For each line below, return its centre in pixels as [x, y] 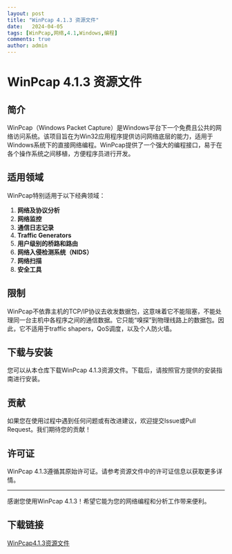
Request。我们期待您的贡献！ [49, 430]
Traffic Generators [44, 235]
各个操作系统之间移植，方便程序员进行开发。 [71, 154]
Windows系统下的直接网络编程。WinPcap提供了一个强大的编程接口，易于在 [115, 145]
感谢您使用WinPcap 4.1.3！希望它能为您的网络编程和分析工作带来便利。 [109, 501]
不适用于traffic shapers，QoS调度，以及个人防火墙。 [100, 329]
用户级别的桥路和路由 [47, 243]
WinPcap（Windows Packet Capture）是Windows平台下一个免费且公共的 [112, 128]
